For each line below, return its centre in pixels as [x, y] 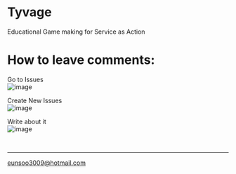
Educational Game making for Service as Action [76, 32]
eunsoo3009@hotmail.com [47, 163]
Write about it [27, 121]
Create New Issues [35, 100]
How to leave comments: [81, 60]
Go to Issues [25, 79]
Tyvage [29, 12]
